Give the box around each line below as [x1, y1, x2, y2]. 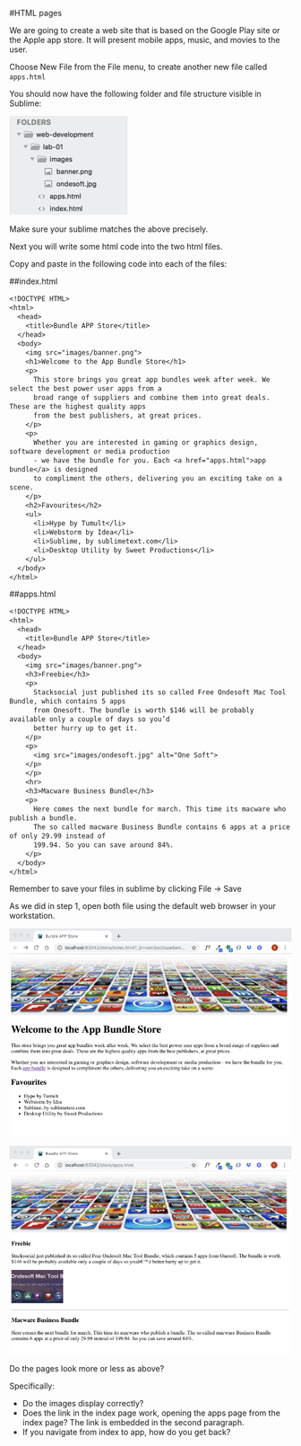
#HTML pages [9, 8, 63, 18]
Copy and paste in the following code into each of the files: [9, 259, 228, 269]
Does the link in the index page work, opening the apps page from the [21, 1407, 280, 1418]
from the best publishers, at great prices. [32, 411, 202, 420]
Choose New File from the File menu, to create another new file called [9, 62, 268, 72]
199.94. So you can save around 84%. [32, 841, 175, 850]
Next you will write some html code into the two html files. [9, 242, 223, 251]
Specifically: [9, 1380, 56, 1391]
